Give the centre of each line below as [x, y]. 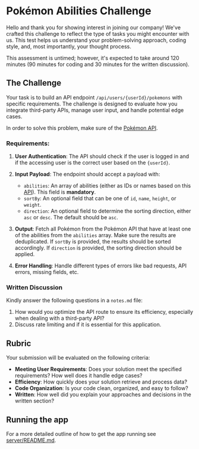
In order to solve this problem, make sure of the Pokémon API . [82, 128]
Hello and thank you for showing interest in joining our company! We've [94, 27]
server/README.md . [31, 440]
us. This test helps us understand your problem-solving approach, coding [96, 40]
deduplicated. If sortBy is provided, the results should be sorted [93, 242]
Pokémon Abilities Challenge [79, 11]
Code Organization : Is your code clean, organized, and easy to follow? [101, 388]
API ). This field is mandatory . [60, 192]
